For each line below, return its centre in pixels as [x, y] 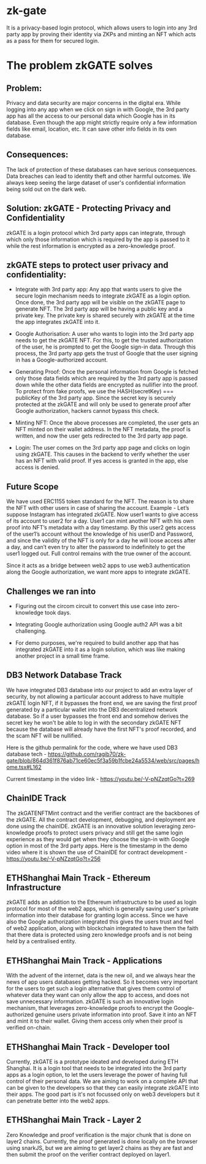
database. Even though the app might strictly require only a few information [102, 122]
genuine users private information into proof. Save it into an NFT [116, 1015]
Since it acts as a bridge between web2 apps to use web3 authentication [98, 566]
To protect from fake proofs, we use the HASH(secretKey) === [94, 391]
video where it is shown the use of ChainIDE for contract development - [97, 852]
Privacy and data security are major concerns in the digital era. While [93, 102]
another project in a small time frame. [63, 656]
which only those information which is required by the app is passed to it [98, 239]
